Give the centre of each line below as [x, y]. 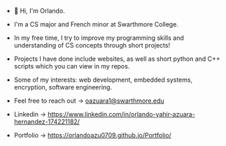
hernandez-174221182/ [47, 122]
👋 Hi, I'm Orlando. [39, 11]
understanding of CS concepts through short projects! [92, 45]
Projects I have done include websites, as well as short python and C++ [117, 59]
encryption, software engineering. [63, 87]
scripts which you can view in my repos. [72, 66]
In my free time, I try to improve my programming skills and [99, 38]
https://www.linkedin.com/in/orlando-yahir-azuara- [122, 114]
